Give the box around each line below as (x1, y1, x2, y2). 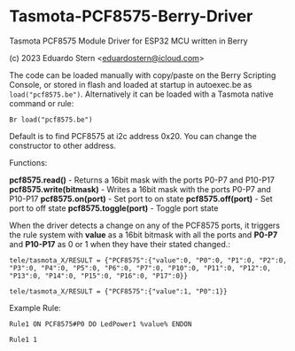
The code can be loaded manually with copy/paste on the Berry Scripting (9, 69, 276, 81)
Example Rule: (9, 302, 62, 313)
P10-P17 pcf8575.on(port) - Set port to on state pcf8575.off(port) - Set (9, 193, 273, 204)
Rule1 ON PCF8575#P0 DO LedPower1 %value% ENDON (9, 319, 192, 329)
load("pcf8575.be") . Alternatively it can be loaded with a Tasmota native (9, 89, 274, 99)
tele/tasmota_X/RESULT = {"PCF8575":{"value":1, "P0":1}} (9, 286, 228, 296)
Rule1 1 (9, 335, 38, 344)
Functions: (9, 157, 48, 168)
